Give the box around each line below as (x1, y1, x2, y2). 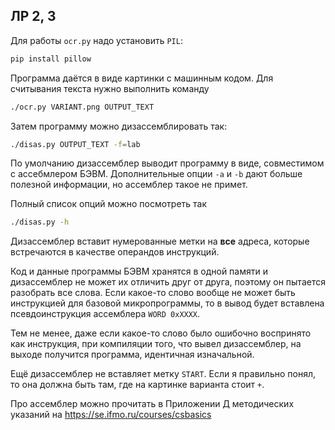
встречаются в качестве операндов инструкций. (10, 246, 220, 258)
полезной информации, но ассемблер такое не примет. (10, 179, 248, 191)
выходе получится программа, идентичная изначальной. (10, 349, 255, 361)
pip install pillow (10, 54, 92, 64)
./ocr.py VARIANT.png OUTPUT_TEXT (10, 102, 155, 112)
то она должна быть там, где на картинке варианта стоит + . (10, 379, 265, 391)
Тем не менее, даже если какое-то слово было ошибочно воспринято (10, 327, 312, 339)
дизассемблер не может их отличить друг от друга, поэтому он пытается (10, 276, 326, 288)
